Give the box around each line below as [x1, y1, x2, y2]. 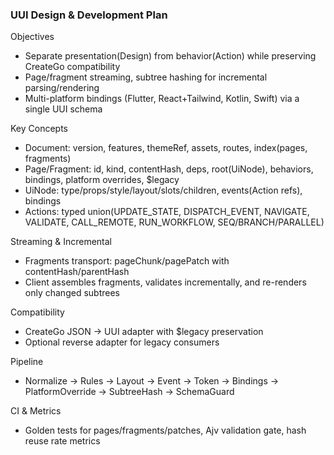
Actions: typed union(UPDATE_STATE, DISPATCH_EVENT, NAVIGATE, [24, 206, 310, 218]
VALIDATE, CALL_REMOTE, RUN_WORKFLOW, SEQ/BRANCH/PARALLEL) [24, 216, 325, 228]
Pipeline [10, 356, 44, 368]
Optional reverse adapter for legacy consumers [24, 336, 220, 348]
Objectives [10, 31, 55, 43]
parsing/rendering [24, 82, 100, 94]
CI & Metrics [10, 405, 62, 417]
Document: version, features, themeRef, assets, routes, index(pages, [24, 142, 308, 154]
